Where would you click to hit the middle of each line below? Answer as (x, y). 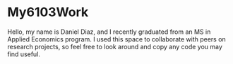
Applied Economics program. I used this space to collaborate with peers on (116, 39)
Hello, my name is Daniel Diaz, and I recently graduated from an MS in (109, 32)
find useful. (24, 54)
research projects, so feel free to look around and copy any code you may (115, 46)
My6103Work (48, 12)
